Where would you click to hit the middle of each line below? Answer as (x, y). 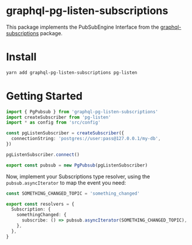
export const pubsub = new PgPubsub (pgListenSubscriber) (77, 165)
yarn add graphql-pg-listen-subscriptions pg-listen (72, 72)
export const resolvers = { (40, 204)
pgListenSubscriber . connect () (43, 154)
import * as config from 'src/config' (53, 122)
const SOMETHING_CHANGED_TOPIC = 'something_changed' (73, 193)
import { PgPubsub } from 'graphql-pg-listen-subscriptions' (82, 112)
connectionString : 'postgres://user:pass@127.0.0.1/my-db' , (86, 139)
